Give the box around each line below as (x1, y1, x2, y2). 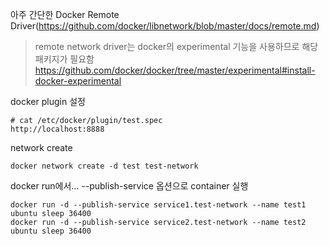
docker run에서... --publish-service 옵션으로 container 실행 (10, 180, 249, 192)
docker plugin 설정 (10, 96, 86, 107)
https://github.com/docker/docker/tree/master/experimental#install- (34, 64, 316, 76)
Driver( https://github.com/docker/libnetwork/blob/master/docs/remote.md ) (10, 20, 320, 32)
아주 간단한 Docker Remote (10, 9, 120, 20)
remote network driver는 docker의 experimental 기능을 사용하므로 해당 (34, 41, 319, 52)
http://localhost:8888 (10, 124, 105, 134)
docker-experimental (34, 75, 122, 87)
